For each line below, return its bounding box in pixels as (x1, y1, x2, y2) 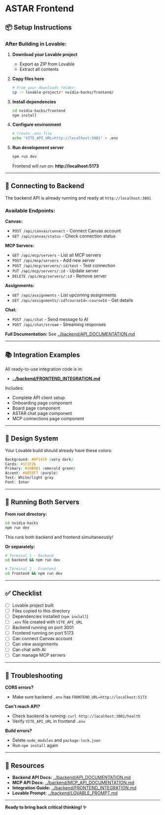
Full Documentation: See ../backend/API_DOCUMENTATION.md (5, 331, 135, 337)
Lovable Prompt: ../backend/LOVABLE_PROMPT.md (12, 790, 118, 796)
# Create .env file (12, 131, 53, 136)
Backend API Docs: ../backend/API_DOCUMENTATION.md (12, 775, 131, 781)
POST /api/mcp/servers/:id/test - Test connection (12, 262, 115, 268)
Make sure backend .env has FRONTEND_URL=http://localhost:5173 (12, 694, 147, 700)
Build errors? (5, 728, 32, 734)
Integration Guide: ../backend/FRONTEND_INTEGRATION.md (12, 785, 137, 791)
